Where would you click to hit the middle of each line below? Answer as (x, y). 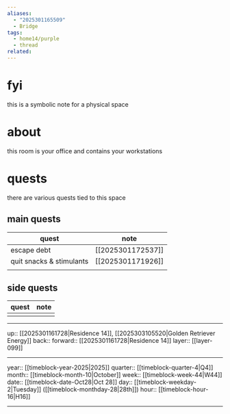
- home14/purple (36, 39)
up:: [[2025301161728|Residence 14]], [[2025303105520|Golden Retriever (111, 333)
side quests (33, 288)
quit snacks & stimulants (50, 261)
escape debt (31, 250)
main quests (34, 219)
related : (20, 52)
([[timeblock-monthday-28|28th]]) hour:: (100, 389)
